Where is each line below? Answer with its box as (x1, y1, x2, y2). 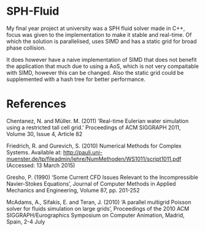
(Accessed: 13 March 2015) (6, 161, 75, 169)
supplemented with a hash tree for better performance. (6, 75, 146, 83)
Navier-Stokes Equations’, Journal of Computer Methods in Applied (6, 180, 176, 187)
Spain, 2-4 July (6, 218, 45, 225)
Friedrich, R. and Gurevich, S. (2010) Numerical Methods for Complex (6, 142, 182, 150)
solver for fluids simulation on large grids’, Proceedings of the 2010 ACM (6, 205, 190, 212)
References (6, 97, 66, 111)
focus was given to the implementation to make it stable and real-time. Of (6, 31, 192, 38)
